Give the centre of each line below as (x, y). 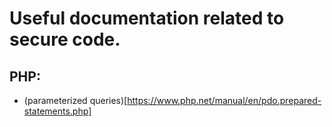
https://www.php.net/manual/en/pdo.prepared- (224, 100)
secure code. (65, 39)
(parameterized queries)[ (75, 100)
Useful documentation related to (147, 18)
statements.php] (57, 111)
